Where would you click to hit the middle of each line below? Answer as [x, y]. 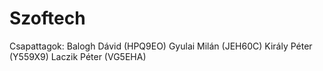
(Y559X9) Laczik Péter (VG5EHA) [78, 56]
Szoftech [47, 18]
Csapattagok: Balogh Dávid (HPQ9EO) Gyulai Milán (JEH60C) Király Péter [161, 46]
